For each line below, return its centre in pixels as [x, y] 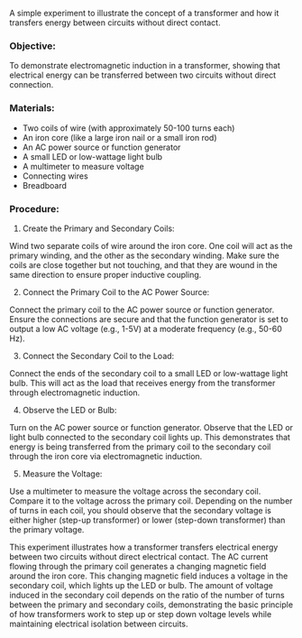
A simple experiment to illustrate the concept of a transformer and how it [144, 13]
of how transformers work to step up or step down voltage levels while [141, 614]
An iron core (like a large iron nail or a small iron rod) [120, 137]
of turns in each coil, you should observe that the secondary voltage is [141, 510]
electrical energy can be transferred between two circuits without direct [143, 75]
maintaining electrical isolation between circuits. [99, 624]
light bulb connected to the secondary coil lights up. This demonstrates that [150, 437]
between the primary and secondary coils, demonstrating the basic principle [151, 605]
